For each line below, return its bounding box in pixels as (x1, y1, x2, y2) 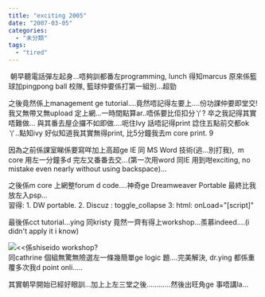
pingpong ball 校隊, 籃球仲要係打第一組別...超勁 (21, 81, 177, 91)
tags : (8, 41, 26, 49)
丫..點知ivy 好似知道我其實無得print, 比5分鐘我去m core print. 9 (8, 128, 214, 138)
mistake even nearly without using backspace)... (8, 164, 167, 174)
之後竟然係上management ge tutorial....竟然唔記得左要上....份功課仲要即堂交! (8, 99, 258, 107)
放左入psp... (8, 190, 48, 200)
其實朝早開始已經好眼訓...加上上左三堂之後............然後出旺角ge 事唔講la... (8, 279, 249, 289)
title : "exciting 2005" (8, 11, 88, 20)
